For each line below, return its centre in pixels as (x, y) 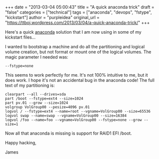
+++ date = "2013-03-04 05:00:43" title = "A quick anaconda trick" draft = (80, 7)
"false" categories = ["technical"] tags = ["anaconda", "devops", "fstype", (78, 12)
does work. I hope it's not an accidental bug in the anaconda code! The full (80, 80)
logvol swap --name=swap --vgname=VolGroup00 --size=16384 (66, 116)
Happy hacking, (21, 143)
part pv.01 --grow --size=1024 (37, 103)
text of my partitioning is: (30, 85)
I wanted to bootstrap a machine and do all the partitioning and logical (75, 47)
